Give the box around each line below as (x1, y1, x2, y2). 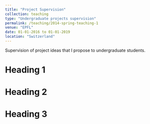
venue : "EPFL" (5, 25, 34, 30)
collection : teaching (5, 12, 49, 16)
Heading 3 (5, 108, 47, 120)
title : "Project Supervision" (5, 7, 66, 12)
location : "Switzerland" (5, 34, 55, 39)
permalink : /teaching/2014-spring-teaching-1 (5, 20, 98, 26)
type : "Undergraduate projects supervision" (5, 16, 96, 21)
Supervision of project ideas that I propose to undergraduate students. (5, 47, 146, 53)
